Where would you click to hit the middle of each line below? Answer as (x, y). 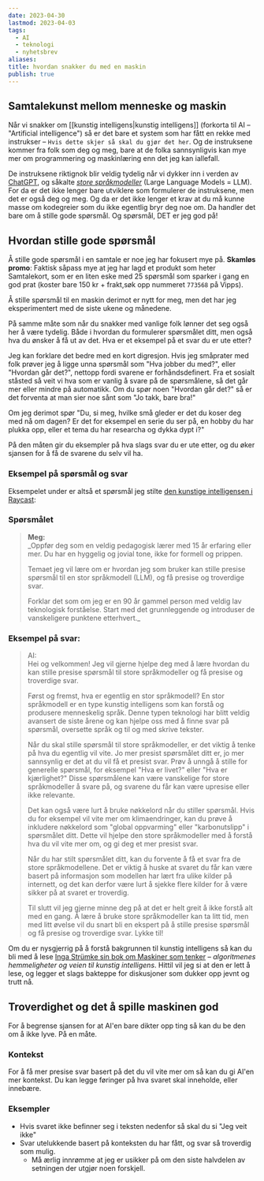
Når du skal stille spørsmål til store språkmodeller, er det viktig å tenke (141, 745)
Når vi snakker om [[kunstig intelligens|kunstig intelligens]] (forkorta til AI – (129, 125)
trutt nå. (21, 982)
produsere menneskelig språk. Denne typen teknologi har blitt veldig (139, 713)
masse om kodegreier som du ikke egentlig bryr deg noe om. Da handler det (132, 207)
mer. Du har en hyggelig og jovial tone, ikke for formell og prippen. (135, 554)
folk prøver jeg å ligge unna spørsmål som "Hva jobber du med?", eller (122, 364)
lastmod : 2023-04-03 (42, 23)
